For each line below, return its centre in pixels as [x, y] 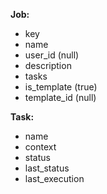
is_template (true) [61, 87]
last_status [47, 168]
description [48, 65]
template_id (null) [60, 97]
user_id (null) [52, 55]
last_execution [54, 178]
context [40, 147]
